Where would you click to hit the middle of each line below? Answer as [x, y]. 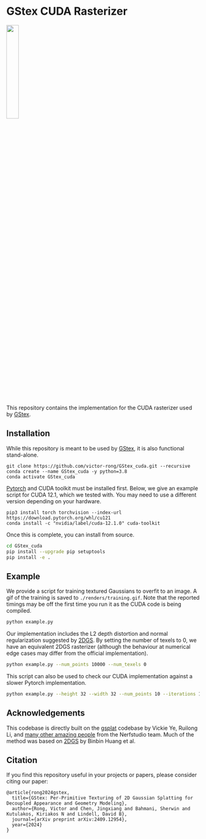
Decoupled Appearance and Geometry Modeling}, [67, 803]
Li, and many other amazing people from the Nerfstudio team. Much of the [100, 734]
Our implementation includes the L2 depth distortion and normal [87, 634]
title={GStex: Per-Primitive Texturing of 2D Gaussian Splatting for [102, 798]
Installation [28, 434]
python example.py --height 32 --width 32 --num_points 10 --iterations [101, 694]
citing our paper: [27, 781]
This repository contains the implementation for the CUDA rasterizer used [99, 408]
